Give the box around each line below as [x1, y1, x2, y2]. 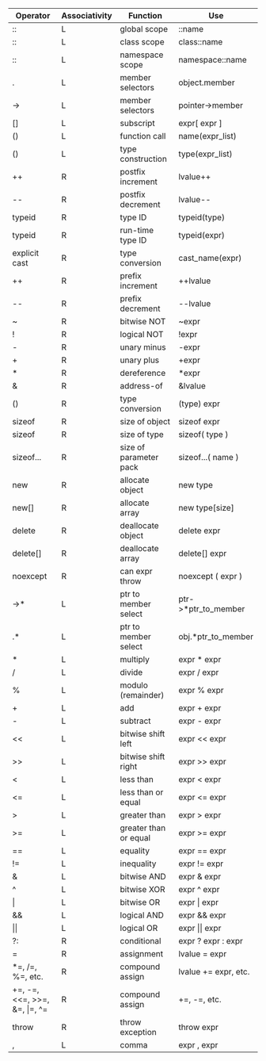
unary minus [120, 342, 166, 352]
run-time [120, 225, 154, 236]
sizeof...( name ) [177, 452, 239, 462]
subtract [120, 715, 152, 726]
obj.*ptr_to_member [177, 631, 254, 642]
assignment [120, 948, 164, 959]
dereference [120, 368, 166, 378]
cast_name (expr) [177, 253, 242, 263]
